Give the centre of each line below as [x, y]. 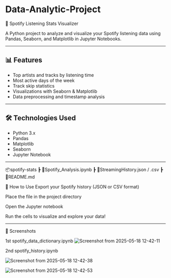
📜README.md [20, 177]
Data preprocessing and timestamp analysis [59, 96]
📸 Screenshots [21, 231]
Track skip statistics [34, 86]
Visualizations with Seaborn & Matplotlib [55, 91]
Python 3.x [24, 133]
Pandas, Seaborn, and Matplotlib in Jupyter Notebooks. [63, 39]
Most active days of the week [44, 80]
